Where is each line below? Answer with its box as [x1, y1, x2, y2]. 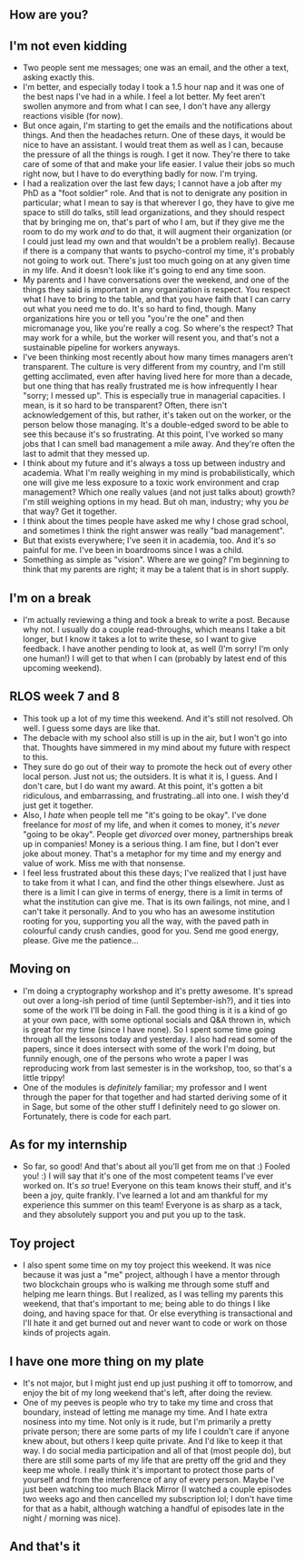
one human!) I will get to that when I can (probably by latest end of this [22, 653, 288, 664]
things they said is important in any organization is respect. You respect [22, 284, 290, 295]
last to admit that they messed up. [22, 449, 150, 459]
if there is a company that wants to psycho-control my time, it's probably [22, 245, 295, 257]
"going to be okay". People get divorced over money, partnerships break [22, 828, 293, 839]
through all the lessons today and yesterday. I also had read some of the [22, 1033, 293, 1044]
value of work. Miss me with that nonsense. [22, 857, 186, 868]
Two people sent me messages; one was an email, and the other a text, [22, 63, 289, 74]
